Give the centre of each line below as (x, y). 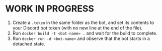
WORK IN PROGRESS (50, 9)
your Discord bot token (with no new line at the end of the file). (77, 27)
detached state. (29, 43)
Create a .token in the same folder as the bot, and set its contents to (83, 22)
